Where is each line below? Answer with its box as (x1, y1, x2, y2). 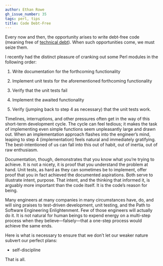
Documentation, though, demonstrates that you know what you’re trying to (5, 157, 155, 163)
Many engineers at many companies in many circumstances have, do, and (5, 197, 154, 203)
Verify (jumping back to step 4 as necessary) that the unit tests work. (12, 106, 151, 112)
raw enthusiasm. (5, 147, 38, 153)
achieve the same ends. (5, 223, 53, 229)
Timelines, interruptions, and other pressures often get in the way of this (5, 116, 150, 122)
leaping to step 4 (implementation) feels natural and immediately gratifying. (5, 137, 156, 143)
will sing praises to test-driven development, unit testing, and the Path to (5, 202, 151, 208)
